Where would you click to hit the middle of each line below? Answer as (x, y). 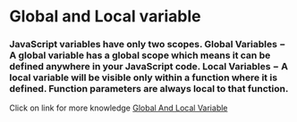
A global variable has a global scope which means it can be (140, 55)
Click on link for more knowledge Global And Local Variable (119, 108)
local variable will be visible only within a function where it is (144, 77)
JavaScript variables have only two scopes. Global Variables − (148, 45)
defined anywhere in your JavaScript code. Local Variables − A (149, 67)
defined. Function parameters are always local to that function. (149, 89)
